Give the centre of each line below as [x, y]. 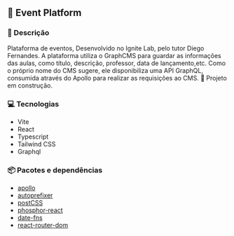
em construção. [30, 85]
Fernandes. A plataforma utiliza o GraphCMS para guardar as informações [115, 55]
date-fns [30, 218]
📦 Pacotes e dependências [55, 170]
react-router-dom [43, 225]
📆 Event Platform [44, 13]
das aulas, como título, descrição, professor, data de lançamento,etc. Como [117, 63]
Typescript [33, 137]
